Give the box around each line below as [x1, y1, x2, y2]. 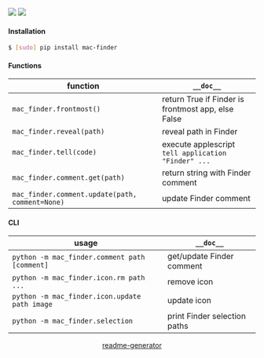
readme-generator [101, 341, 163, 350]
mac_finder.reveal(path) [12, 127, 105, 137]
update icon [167, 295, 212, 306]
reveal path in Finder [162, 126, 238, 137]
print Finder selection [167, 311, 246, 322]
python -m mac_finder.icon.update [12, 292, 141, 301]
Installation [8, 26, 46, 35]
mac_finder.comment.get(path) [12, 174, 126, 182]
